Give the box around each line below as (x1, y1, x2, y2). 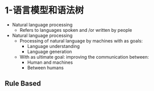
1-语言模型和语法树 (5, 5, 84, 16)
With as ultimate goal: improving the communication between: (19, 54, 149, 60)
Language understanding (27, 43, 80, 49)
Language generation (27, 49, 72, 55)
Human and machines (27, 59, 73, 65)
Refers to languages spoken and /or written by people (19, 27, 132, 33)
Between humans (27, 64, 64, 71)
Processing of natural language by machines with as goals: (19, 37, 143, 43)
